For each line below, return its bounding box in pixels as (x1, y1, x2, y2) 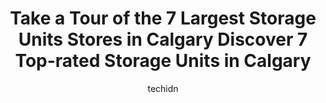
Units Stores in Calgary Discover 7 (18, 28, 308, 51)
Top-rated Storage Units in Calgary (14, 50, 312, 72)
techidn (147, 82, 179, 94)
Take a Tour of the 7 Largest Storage (9, 7, 317, 30)
